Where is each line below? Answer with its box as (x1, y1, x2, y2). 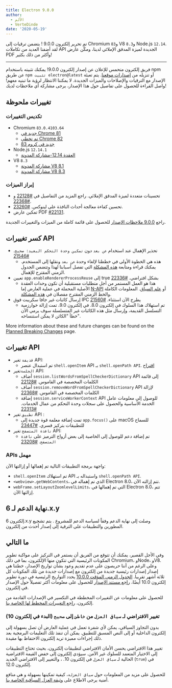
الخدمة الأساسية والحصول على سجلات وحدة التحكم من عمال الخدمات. (20, 400, 155, 406)
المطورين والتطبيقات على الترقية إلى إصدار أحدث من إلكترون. (6, 523, 124, 529)
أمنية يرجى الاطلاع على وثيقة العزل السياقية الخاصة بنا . (6, 677, 109, 683)
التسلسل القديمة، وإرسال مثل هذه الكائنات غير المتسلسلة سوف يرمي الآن (20, 307, 162, 313)
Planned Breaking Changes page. (6, 328, 76, 334)
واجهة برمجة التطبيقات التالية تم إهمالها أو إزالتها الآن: (6, 463, 106, 469)
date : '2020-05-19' (6, 27, 47, 32)
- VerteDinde (10, 22, 38, 27)
